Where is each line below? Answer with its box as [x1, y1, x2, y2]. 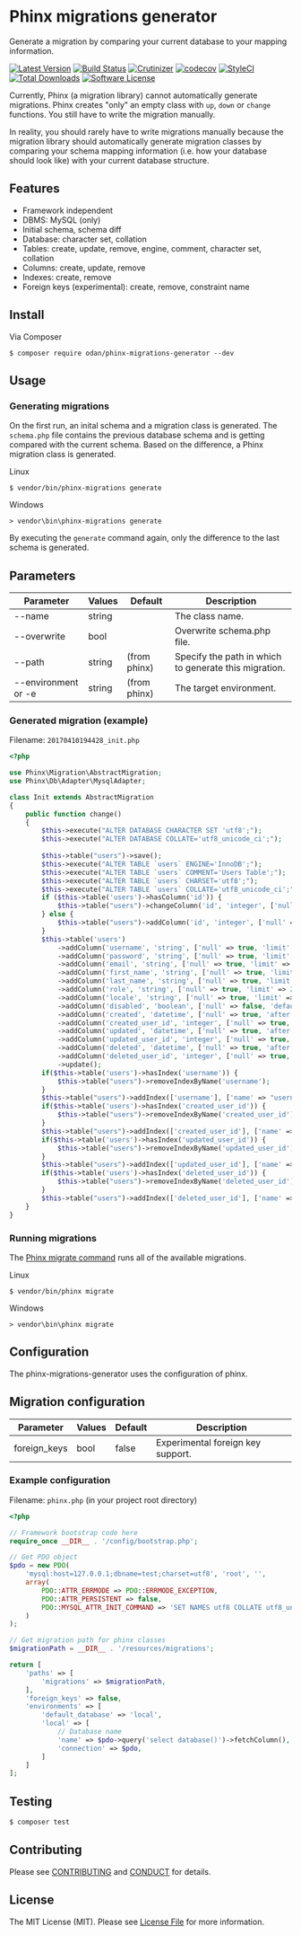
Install [9, 307, 45, 322]
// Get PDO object [9, 1552, 78, 1562]
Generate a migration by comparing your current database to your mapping [9, 36, 288, 47]
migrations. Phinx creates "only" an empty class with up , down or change [9, 99, 271, 110]
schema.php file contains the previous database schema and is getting [9, 429, 265, 441]
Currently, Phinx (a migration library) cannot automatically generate [9, 90, 258, 101]
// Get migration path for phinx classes [9, 1636, 167, 1645]
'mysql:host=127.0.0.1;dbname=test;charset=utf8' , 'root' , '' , [25, 1569, 267, 1578]
